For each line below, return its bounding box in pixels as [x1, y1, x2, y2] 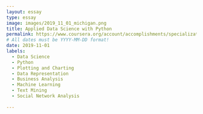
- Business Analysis [11, 76, 63, 82]
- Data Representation [11, 71, 69, 77]
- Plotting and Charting [11, 65, 74, 71]
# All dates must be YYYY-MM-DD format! [6, 37, 110, 43]
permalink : [6, 31, 34, 37]
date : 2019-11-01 [6, 43, 50, 49]
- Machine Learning [11, 82, 61, 88]
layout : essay [6, 8, 42, 15]
